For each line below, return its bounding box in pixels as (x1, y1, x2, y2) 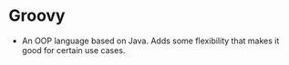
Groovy (8, 5, 66, 26)
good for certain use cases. (21, 44, 126, 55)
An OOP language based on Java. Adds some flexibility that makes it (21, 35, 280, 46)
